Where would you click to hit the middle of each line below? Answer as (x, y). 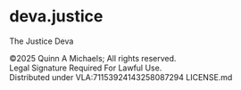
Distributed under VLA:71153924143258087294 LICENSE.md (121, 77)
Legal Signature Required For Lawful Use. (86, 68)
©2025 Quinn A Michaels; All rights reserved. (93, 58)
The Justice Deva (42, 41)
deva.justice (56, 16)
